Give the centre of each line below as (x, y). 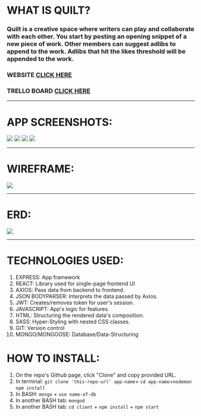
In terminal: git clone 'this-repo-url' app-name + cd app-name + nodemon (103, 381)
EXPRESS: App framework (48, 278)
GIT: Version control (40, 328)
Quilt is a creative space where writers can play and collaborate (101, 29)
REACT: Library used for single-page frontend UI (75, 284)
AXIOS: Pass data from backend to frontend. (70, 290)
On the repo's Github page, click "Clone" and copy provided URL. (96, 375)
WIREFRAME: (41, 169)
